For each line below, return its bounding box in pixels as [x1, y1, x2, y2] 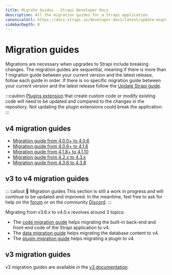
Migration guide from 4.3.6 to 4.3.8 [12, 160, 87, 166]
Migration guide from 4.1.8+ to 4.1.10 [12, 149, 89, 155]
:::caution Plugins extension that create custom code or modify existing [5, 93, 156, 99]
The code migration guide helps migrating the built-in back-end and [12, 219, 156, 225]
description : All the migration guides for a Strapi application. [5, 12, 150, 17]
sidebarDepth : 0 [5, 22, 40, 27]
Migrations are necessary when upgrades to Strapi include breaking [5, 61, 149, 67]
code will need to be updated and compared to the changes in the [5, 98, 144, 104]
